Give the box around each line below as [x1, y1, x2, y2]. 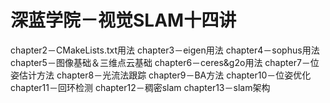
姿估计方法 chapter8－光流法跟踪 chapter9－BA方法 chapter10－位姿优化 [10, 69, 312, 81]
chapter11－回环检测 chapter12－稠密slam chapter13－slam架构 [10, 81, 271, 93]
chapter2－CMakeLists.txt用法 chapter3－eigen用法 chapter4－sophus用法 [10, 44, 320, 56]
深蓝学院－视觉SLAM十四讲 [10, 9, 237, 32]
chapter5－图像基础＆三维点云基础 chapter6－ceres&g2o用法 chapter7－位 [10, 56, 320, 68]
